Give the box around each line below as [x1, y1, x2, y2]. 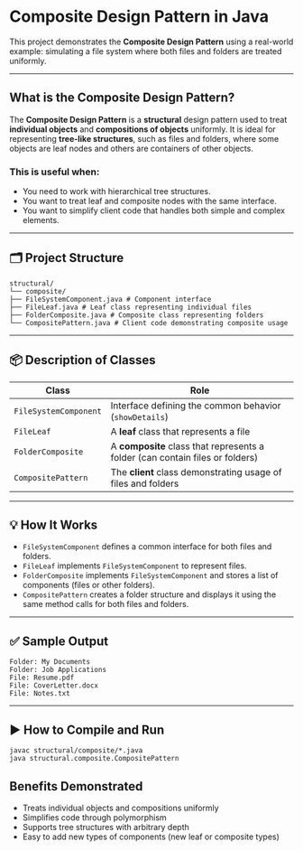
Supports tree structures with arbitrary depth [22, 821, 189, 832]
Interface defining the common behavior [110, 399, 281, 412]
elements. [22, 215, 60, 226]
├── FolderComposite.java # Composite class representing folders [9, 310, 264, 320]
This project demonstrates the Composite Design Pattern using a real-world [9, 36, 294, 47]
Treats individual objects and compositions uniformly [22, 802, 219, 813]
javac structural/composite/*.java [9, 746, 143, 755]
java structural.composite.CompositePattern [9, 754, 179, 763]
